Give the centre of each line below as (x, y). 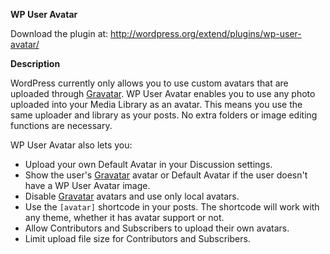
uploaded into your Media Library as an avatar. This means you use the (156, 104)
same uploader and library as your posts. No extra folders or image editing (164, 115)
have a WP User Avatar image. (87, 185)
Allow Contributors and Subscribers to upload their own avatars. (157, 228)
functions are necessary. (61, 125)
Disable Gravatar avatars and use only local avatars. (132, 196)
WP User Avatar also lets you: (71, 145)
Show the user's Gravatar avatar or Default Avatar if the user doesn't (166, 175)
